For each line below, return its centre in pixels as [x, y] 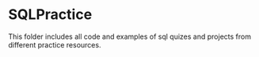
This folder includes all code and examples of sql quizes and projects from [130, 36]
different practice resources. [55, 44]
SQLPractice [50, 15]
